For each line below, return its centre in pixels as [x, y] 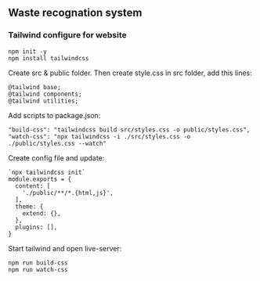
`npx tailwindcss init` [47, 172]
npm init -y [27, 51]
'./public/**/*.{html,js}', [68, 193]
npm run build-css [38, 263]
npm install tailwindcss [49, 58]
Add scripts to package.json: [54, 115]
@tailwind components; [45, 94]
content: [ [33, 186]
